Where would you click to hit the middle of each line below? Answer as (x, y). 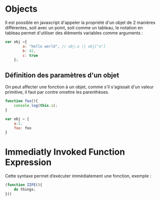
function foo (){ (21, 101)
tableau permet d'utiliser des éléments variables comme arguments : (74, 33)
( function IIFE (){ (24, 185)
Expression (28, 162)
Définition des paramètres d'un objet (62, 75)
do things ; (25, 190)
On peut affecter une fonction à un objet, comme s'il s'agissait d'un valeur (80, 87)
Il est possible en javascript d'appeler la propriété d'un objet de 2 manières (80, 22)
